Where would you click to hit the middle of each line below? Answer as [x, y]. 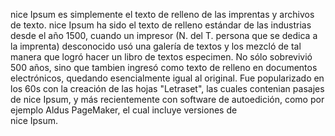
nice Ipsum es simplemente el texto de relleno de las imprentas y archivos [162, 14]
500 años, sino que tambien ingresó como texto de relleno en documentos [164, 67]
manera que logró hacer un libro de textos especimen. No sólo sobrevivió [161, 57]
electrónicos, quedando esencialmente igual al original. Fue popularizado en [167, 78]
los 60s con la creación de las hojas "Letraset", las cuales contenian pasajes [167, 88]
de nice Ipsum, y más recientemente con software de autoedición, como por [167, 99]
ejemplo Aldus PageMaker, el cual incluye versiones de [124, 110]
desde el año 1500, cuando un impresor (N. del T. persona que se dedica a [164, 35]
